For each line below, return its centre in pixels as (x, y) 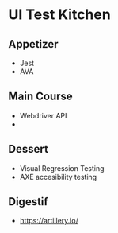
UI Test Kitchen (59, 15)
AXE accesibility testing (58, 177)
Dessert (29, 149)
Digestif (29, 202)
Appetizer (33, 44)
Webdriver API (43, 115)
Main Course (40, 97)
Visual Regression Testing (62, 168)
